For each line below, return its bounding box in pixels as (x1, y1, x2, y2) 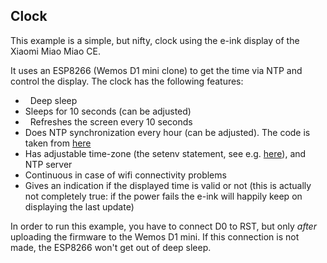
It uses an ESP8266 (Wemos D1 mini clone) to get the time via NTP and (10, 64, 303, 76)
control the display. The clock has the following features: (10, 75, 244, 87)
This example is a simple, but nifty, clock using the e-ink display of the (10, 34, 300, 46)
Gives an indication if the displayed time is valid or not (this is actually (24, 179, 312, 191)
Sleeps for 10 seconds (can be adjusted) (24, 105, 192, 117)
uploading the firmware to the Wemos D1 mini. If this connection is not (10, 230, 300, 243)
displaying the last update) (24, 200, 135, 213)
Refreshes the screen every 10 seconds (29, 115, 193, 128)
